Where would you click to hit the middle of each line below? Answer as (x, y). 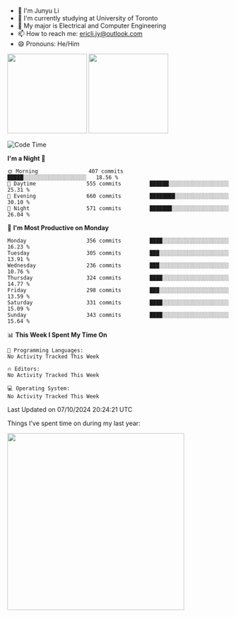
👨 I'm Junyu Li (38, 11)
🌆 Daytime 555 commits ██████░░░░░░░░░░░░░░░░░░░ (118, 183)
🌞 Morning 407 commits (65, 171)
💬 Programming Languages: (45, 350)
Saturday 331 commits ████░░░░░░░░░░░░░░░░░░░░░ (118, 302)
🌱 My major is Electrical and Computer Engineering (92, 25)
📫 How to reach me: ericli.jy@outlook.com (80, 33)
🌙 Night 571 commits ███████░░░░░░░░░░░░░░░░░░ (118, 208)
